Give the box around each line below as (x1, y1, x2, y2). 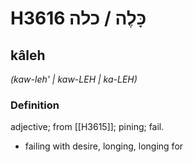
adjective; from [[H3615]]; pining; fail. (10, 121, 165, 133)
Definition (10, 98, 60, 112)
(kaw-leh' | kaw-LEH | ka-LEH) (10, 73, 138, 85)
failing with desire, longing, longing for (24, 140, 184, 152)
